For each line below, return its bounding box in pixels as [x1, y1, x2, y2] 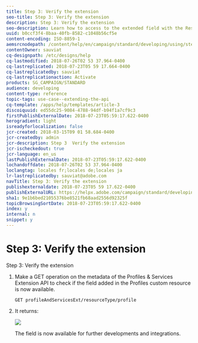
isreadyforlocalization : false [6, 124, 83, 130]
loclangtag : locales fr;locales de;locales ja [6, 167, 123, 174]
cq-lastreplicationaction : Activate [6, 74, 96, 80]
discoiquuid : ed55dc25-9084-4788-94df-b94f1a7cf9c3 [6, 107, 136, 113]
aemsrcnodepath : [6, 42, 46, 48]
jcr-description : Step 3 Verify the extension [6, 140, 126, 146]
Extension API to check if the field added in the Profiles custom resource [14, 279, 191, 286]
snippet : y [6, 217, 33, 223]
